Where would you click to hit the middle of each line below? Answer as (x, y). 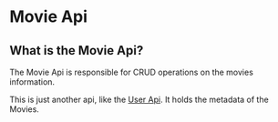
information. (32, 82)
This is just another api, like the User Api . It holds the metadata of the (139, 99)
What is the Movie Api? (77, 51)
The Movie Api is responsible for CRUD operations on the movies (131, 72)
